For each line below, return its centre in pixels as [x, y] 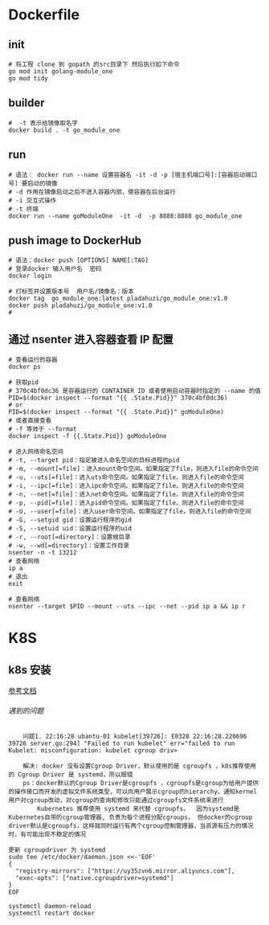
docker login [30, 276]
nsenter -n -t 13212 [43, 553]
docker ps [25, 367]
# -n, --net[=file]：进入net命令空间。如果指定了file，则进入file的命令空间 [126, 495]
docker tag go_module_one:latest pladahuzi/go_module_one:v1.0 [118, 299]
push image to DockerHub [75, 241]
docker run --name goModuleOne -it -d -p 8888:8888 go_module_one [125, 216]
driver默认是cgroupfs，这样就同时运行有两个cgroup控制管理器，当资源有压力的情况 [131, 826]
